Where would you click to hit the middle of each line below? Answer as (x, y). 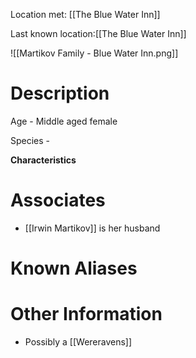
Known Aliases (74, 268)
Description (60, 93)
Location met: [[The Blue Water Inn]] (85, 14)
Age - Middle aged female (64, 121)
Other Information (86, 314)
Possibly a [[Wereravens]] (78, 342)
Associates (58, 200)
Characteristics (43, 160)
